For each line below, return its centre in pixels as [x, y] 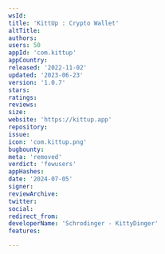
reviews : [23, 105]
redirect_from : [33, 216]
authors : [23, 38]
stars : [19, 90]
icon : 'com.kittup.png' [48, 142]
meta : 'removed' [35, 157]
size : [17, 113]
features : [25, 231]
